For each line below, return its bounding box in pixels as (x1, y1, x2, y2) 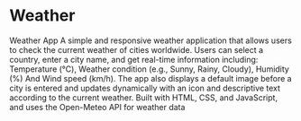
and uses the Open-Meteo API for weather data (9, 101, 186, 112)
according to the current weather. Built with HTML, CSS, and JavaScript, (9, 91, 278, 103)
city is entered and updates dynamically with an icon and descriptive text (9, 82, 281, 93)
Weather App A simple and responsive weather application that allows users (9, 35, 293, 46)
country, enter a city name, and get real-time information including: (9, 54, 259, 65)
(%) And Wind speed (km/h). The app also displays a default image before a (9, 73, 292, 83)
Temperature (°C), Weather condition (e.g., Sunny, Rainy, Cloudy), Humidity (9, 64, 290, 74)
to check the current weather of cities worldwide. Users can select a (9, 44, 264, 55)
